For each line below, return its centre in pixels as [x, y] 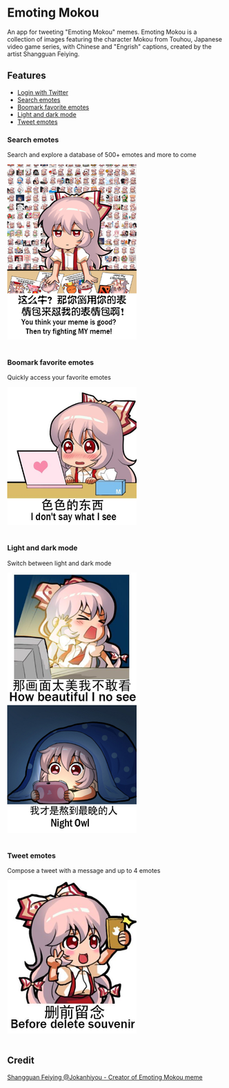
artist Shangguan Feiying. [43, 54]
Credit [21, 1061]
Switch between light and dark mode [59, 563]
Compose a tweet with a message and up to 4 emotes [84, 871]
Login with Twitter [43, 92]
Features [27, 76]
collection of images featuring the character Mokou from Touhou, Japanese [115, 39]
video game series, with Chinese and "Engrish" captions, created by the [109, 46]
